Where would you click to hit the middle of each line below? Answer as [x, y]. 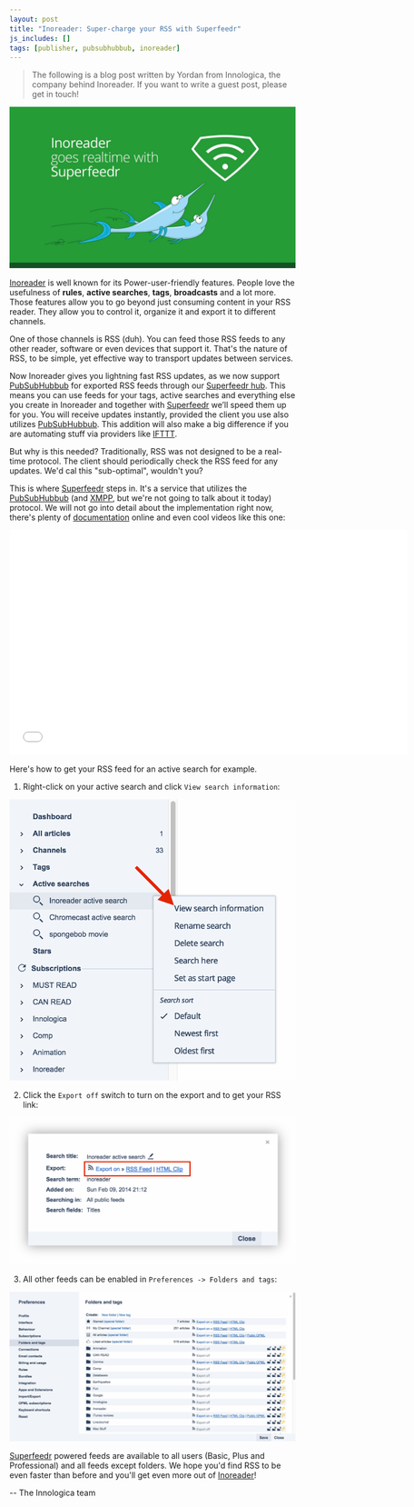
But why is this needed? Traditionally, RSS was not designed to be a [136, 451]
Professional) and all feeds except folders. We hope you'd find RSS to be [145, 1465]
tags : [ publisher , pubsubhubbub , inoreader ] [95, 48]
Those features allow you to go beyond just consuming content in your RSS [150, 302]
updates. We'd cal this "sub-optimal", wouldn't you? [106, 470]
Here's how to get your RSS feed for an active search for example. [133, 769]
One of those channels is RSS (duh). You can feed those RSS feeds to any [148, 339]
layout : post [34, 19]
